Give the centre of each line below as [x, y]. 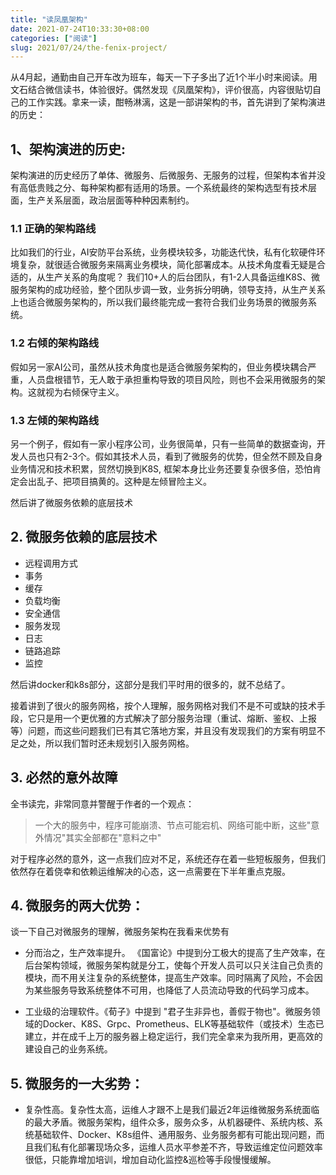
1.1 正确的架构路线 [53, 228]
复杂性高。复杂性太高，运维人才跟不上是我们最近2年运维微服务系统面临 [172, 1110]
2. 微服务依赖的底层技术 [84, 537]
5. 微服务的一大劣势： [77, 1083]
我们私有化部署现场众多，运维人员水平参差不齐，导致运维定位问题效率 [178, 1147]
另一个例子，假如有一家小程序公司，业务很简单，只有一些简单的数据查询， [163, 443]
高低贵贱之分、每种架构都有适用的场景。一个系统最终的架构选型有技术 [163, 188]
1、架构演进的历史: [68, 149]
